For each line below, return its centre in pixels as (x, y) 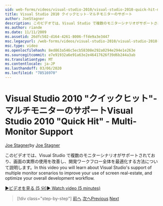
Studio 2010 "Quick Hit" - (57, 122)
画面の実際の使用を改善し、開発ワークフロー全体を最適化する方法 (79, 161)
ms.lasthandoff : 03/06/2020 (33, 69)
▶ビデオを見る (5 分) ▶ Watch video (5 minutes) (53, 188)
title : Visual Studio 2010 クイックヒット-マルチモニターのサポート (69, 14)
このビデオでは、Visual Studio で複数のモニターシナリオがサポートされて (78, 155)
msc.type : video (21, 46)
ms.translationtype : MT (29, 59)
